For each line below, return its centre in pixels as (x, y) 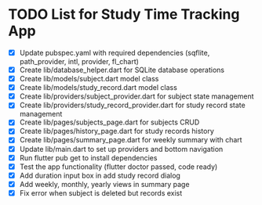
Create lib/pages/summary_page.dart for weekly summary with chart (131, 140)
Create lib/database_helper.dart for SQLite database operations (122, 70)
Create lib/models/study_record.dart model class (98, 88)
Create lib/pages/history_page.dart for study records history (116, 131)
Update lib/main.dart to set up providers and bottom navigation (121, 149)
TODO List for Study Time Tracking (124, 14)
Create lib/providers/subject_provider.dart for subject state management (136, 96)
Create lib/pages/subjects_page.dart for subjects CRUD (109, 122)
